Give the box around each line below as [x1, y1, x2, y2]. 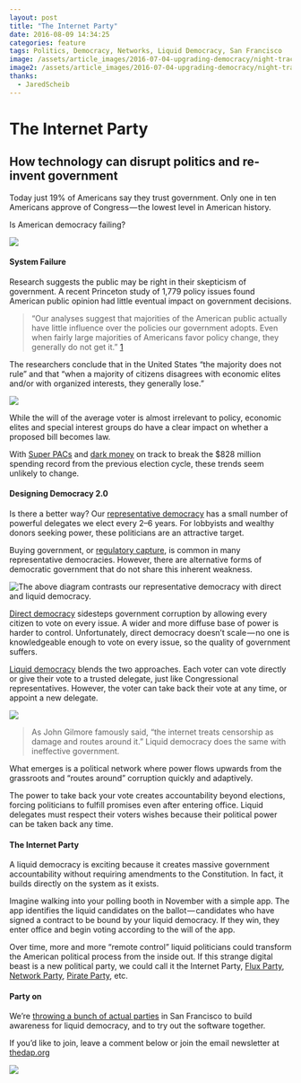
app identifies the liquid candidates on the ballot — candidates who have [9, 905, 275, 916]
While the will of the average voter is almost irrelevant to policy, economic [9, 412, 282, 423]
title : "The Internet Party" [9, 22, 118, 31]
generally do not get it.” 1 [30, 341, 124, 352]
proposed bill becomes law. [9, 431, 111, 442]
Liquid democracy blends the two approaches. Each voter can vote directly [9, 664, 287, 674]
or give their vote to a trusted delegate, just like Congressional [9, 674, 239, 684]
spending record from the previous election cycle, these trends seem [9, 458, 264, 469]
